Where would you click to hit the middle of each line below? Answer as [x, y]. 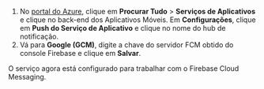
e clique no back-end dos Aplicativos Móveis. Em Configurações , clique [138, 20]
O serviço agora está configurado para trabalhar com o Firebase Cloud [124, 69]
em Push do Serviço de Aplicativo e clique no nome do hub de [123, 28]
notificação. [39, 36]
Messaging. [27, 77]
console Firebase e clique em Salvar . [80, 53]
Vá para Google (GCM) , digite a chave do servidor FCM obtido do [126, 45]
